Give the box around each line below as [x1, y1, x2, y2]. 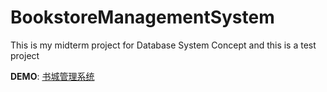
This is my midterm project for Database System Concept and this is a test [10, 39, 317, 51]
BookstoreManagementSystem [10, 6, 275, 29]
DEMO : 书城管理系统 [10, 70, 95, 82]
